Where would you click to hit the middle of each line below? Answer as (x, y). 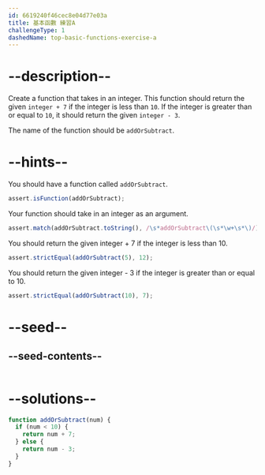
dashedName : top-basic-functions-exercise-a (82, 37)
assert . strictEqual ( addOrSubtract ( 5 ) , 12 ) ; (81, 257)
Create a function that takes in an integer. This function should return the (127, 99)
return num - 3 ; (49, 449)
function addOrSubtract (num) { (60, 420)
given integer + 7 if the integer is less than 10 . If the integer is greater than (130, 107)
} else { (30, 442)
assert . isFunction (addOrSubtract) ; (67, 199)
